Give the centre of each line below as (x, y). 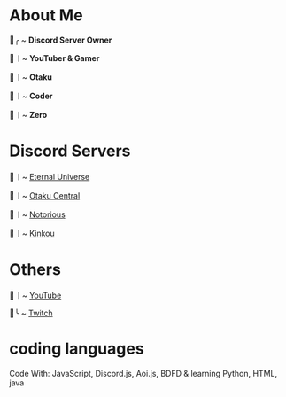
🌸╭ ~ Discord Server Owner (61, 40)
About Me (46, 16)
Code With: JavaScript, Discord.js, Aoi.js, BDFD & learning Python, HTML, (143, 373)
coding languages (77, 349)
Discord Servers (70, 151)
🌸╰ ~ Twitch (31, 313)
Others (35, 270)
